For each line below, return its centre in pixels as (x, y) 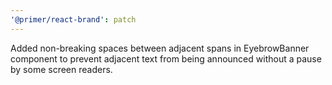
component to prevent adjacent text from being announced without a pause (166, 58)
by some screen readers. (61, 69)
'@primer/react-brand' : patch (73, 19)
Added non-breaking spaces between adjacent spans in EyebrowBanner (160, 48)
